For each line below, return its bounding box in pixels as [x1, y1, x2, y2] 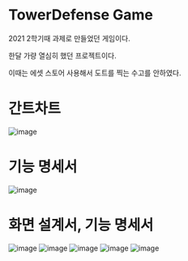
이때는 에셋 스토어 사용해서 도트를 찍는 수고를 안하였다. [8, 67, 182, 78]
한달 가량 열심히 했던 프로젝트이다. [8, 50, 117, 60]
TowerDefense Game [8, 6, 154, 24]
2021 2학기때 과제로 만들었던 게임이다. [8, 33, 131, 43]
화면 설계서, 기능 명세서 [8, 216, 154, 234]
